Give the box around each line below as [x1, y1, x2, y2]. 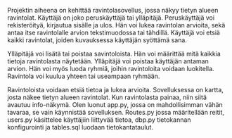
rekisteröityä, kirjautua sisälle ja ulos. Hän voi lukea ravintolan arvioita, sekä [7, 21, 226, 29]
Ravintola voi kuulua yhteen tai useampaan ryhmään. [7, 72, 160, 80]
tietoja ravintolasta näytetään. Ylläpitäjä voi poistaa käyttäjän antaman [7, 57, 209, 65]
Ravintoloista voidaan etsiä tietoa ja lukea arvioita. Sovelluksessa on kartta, [7, 86, 224, 94]
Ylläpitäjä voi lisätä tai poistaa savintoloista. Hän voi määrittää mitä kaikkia [7, 49, 221, 58]
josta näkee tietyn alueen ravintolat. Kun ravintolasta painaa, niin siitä [7, 93, 207, 101]
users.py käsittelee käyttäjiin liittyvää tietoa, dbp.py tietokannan [7, 115, 191, 124]
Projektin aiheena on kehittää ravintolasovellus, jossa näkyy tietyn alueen [7, 6, 219, 14]
